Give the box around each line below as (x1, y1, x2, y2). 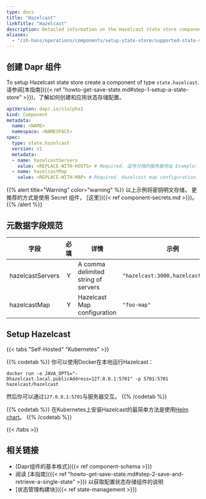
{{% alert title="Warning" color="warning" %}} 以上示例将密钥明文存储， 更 (6, 186, 197, 194)
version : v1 (12, 146, 43, 152)
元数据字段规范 (6, 220, 63, 230)
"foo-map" (122, 302, 151, 308)
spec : (6, 135, 20, 141)
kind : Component (6, 111, 48, 117)
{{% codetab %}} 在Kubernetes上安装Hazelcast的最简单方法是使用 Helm (6, 406, 189, 413)
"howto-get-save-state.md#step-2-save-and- (67, 470, 185, 477)
